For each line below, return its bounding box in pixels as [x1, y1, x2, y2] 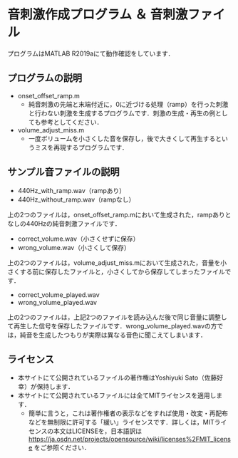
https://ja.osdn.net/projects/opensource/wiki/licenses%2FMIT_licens [28, 435, 232, 444]
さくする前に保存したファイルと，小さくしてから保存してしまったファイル [7, 267, 226, 276]
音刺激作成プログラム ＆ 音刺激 [7, 6, 188, 23]
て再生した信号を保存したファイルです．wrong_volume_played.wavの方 [7, 321, 217, 330]
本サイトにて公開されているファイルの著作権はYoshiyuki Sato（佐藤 [17, 373, 217, 382]
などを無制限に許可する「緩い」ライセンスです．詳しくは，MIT [28, 418, 215, 427]
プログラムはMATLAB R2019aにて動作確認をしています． [7, 49, 175, 58]
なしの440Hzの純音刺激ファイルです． [7, 219, 121, 228]
